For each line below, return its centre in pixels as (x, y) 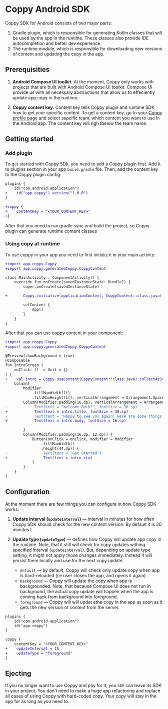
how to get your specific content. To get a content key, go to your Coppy (87, 112)
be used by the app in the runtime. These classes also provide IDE (80, 38)
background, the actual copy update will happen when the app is (86, 591)
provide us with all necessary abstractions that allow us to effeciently (83, 92)
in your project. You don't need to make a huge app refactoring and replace (83, 691)
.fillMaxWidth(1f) (51, 393)
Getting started (29, 139)
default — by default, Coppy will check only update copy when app (90, 570)
